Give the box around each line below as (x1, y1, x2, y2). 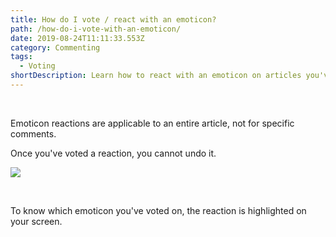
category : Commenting (10, 42, 101, 53)
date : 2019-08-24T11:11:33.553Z (10, 33, 145, 43)
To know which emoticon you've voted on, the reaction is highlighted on (10, 204, 307, 216)
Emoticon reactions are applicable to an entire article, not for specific (10, 117, 295, 129)
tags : (10, 52, 33, 62)
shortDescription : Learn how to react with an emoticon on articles (10, 71, 302, 81)
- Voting (19, 61, 56, 71)
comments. (10, 127, 57, 140)
